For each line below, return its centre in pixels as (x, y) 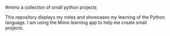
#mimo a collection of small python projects (51, 7)
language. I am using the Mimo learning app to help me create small (76, 23)
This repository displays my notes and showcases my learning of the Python (85, 17)
